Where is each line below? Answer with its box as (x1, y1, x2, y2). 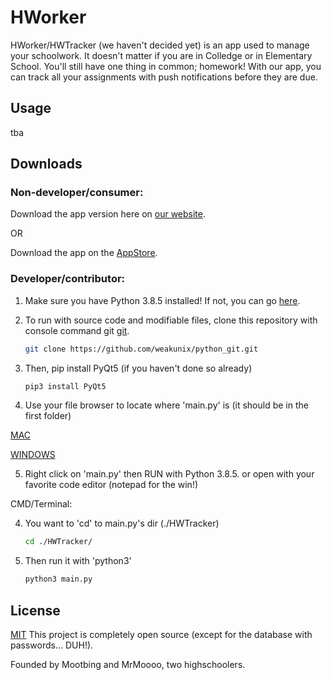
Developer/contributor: (10, 272, 126, 286)
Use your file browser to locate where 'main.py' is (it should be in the (24, 399, 309, 411)
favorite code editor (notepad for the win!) (24, 479, 199, 491)
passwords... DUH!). (10, 639, 94, 651)
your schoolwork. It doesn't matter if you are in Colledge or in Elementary (10, 49, 313, 61)
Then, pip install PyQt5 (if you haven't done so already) (24, 362, 253, 374)
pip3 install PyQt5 (24, 381, 107, 391)
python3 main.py (24, 574, 93, 585)
